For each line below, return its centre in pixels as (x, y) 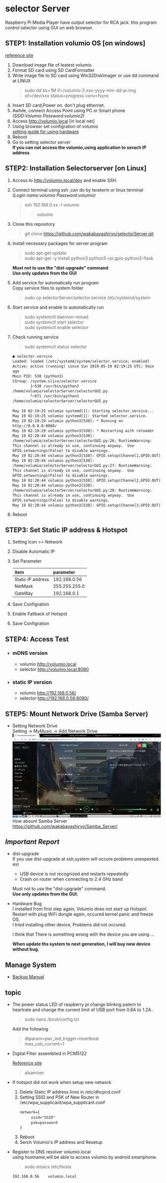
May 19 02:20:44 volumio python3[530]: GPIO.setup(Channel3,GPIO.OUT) (86, 505)
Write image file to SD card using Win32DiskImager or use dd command (85, 75)
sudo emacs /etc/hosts (48, 1167)
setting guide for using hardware (45, 132)
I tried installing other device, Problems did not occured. (69, 925)
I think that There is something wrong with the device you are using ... (83, 934)
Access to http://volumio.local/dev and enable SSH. (65, 180)
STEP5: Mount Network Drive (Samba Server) (77, 714)
